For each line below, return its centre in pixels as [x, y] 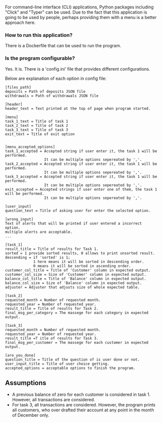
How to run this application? [39, 35]
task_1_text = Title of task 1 [37, 121]
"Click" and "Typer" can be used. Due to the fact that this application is [76, 12]
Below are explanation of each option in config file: [56, 78]
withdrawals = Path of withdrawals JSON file [52, 96]
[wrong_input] [19, 219]
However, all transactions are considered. [54, 400]
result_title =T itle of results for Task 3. [52, 338]
